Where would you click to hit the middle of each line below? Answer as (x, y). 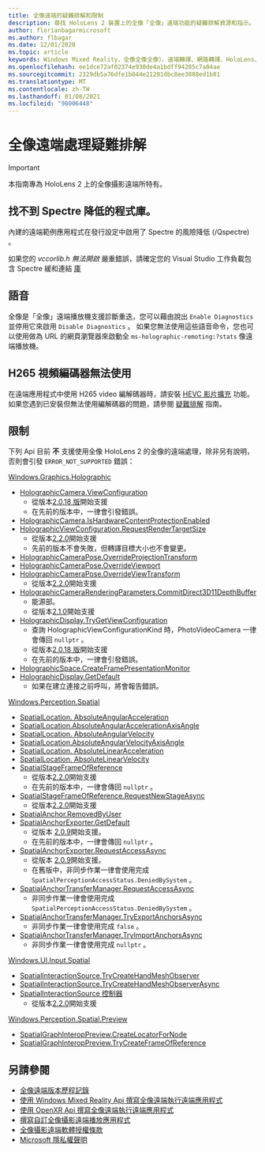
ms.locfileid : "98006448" (50, 104)
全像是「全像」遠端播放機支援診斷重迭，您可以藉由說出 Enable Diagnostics (131, 316)
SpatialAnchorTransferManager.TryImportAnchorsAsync (111, 935)
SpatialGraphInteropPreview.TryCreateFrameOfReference (113, 1043)
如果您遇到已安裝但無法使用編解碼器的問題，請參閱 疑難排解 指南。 (117, 403)
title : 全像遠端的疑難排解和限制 (56, 15)
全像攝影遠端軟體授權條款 (61, 1130)
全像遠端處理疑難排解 (78, 145)
